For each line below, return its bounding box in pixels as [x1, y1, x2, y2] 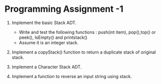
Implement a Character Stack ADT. [11, 64, 82, 70]
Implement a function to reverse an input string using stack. [11, 73, 132, 79]
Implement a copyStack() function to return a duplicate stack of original [11, 49, 156, 55]
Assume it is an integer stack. [19, 39, 79, 45]
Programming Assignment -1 [4, 3, 123, 15]
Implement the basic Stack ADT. [11, 20, 77, 26]
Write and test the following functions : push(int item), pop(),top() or [19, 29, 156, 35]
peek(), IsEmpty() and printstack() [19, 34, 88, 40]
